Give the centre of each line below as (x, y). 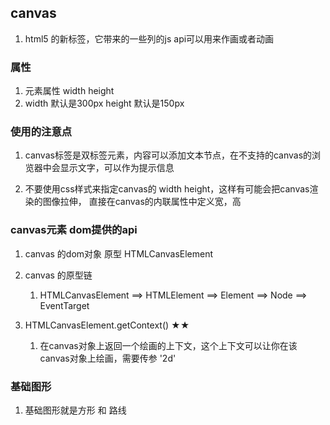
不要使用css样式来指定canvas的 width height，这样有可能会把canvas (167, 189)
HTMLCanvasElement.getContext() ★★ (107, 325)
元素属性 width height (69, 91)
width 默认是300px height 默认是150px (104, 103)
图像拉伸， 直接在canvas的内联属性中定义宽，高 (142, 202)
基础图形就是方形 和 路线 (75, 410)
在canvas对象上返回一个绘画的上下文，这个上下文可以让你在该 (168, 345)
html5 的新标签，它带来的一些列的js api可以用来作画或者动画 (149, 38)
